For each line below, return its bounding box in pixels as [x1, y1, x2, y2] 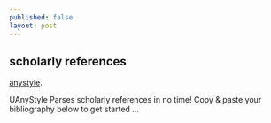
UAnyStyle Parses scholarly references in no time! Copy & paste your [9, 95, 262, 105]
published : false [9, 12, 74, 22]
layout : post [9, 21, 58, 30]
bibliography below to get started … [9, 104, 140, 115]
